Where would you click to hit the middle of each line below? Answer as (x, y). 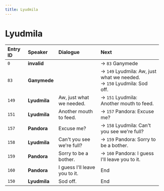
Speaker (38, 52)
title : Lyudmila (21, 9)
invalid (36, 63)
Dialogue (69, 52)
